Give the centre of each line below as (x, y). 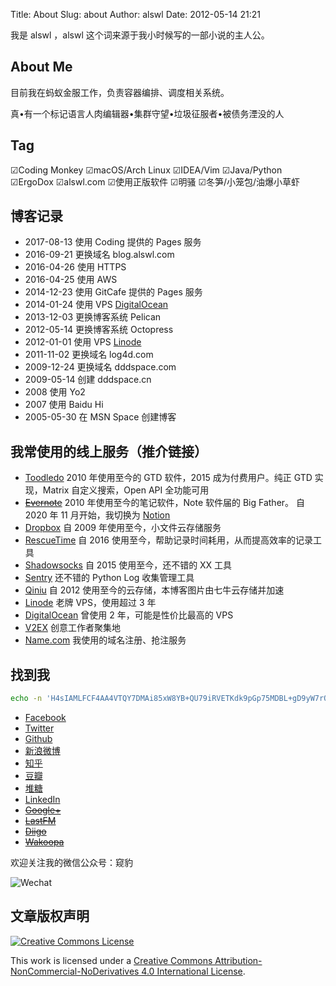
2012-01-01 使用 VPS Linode (83, 342)
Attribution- (238, 960)
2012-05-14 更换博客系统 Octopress (99, 330)
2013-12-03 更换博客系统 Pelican (93, 317)
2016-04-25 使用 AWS (71, 280)
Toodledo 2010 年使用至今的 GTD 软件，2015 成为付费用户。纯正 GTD (168, 478)
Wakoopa (44, 841)
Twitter (39, 728)
